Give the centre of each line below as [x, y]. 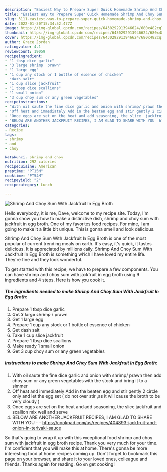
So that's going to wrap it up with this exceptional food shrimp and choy [79, 437]
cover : [12, 38]
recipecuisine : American [31, 166]
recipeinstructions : [27, 102]
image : [12, 28]
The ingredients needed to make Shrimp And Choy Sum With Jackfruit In [82, 291]
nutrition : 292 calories [31, 162]
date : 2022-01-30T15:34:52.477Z [39, 24]
